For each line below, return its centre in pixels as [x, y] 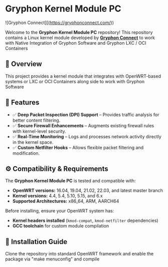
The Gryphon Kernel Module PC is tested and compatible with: [70, 181]
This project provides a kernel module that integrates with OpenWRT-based [83, 76]
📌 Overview [24, 64]
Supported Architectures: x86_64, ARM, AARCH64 [66, 201]
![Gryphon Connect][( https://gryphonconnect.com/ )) [60, 23]
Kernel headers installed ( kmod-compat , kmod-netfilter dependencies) [86, 220]
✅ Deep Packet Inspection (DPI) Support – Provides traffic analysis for [86, 114]
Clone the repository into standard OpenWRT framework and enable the [79, 254]
